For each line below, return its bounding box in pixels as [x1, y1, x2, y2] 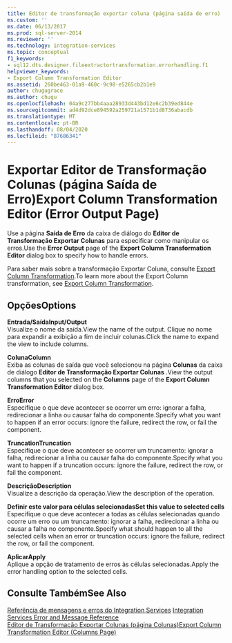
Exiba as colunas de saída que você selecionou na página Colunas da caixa [7, 361, 223, 369]
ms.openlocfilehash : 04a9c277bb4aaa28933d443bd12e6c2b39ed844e [7, 100, 193, 107]
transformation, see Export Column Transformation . [7, 280, 154, 288]
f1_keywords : [7, 55, 45, 62]
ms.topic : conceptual [7, 49, 70, 56]
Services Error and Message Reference [7, 613, 119, 622]
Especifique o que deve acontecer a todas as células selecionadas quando [7, 510, 220, 518]
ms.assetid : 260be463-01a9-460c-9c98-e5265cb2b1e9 [7, 81, 156, 88]
